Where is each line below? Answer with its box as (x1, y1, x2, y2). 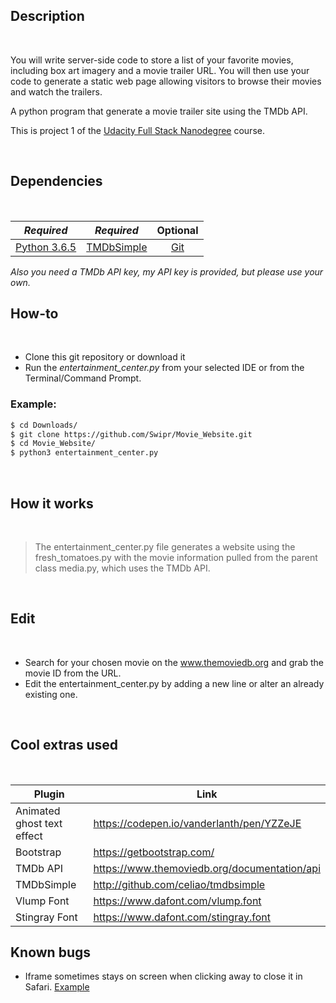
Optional (156, 223, 199, 237)
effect (15, 829, 43, 843)
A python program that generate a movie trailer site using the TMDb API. (10, 105, 308, 117)
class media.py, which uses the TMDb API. (34, 562, 211, 574)
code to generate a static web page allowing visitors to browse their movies (10, 75, 322, 87)
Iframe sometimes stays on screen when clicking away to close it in (24, 970, 303, 983)
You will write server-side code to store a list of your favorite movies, (10, 54, 294, 66)
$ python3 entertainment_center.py (10, 448, 159, 458)
